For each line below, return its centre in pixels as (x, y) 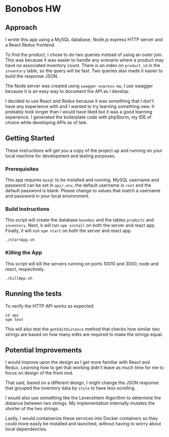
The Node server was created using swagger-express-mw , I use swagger (79, 86)
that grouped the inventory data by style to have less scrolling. (70, 388)
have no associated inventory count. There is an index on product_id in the (83, 65)
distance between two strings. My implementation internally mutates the (80, 403)
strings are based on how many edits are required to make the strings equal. (84, 334)
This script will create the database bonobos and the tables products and (80, 220)
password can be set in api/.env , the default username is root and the (78, 185)
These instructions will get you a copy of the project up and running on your (84, 150)
